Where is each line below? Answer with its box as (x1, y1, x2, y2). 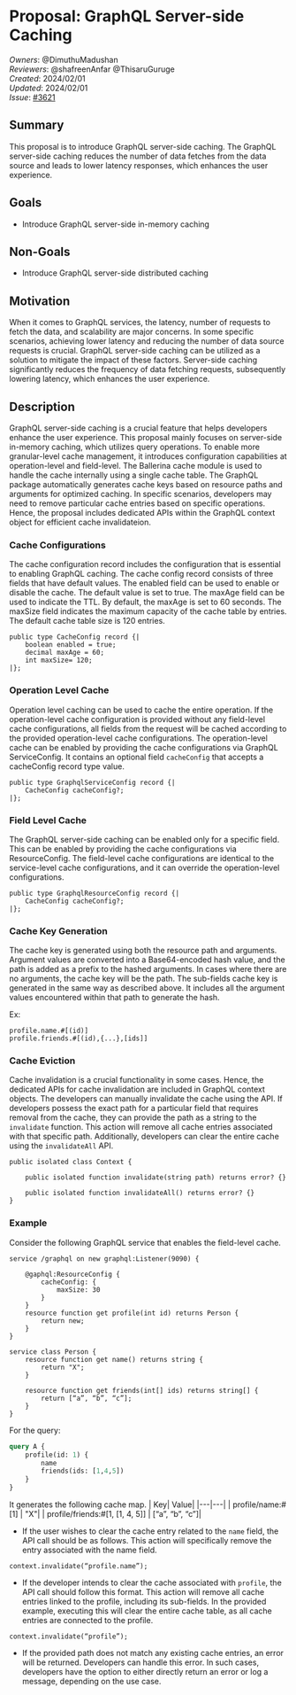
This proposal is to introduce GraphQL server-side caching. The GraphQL (9, 141, 277, 152)
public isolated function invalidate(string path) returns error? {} (25, 1173, 287, 1182)
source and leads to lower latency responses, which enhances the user (9, 159, 269, 170)
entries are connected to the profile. (21, 1615, 154, 1626)
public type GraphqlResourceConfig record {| (9, 889, 179, 898)
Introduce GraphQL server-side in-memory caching (21, 219, 210, 229)
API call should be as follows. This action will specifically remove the (21, 1536, 272, 1546)
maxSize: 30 (56, 1285, 101, 1295)
